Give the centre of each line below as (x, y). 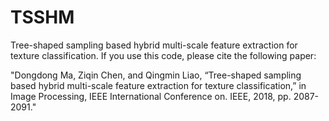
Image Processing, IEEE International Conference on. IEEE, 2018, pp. (151, 96)
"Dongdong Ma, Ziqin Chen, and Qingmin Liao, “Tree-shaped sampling (156, 75)
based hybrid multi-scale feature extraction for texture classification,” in (158, 85)
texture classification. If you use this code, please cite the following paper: (163, 55)
